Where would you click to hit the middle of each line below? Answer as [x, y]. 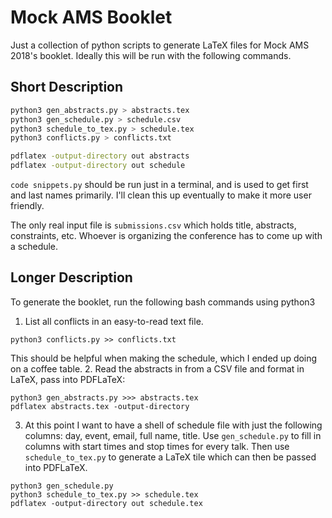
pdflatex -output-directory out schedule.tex [106, 503]
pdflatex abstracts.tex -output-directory [100, 406]
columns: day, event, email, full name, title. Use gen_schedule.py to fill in [173, 435]
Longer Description [71, 277]
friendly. [27, 205]
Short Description [67, 87]
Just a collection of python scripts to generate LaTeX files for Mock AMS [160, 45]
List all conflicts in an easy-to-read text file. [114, 321]
